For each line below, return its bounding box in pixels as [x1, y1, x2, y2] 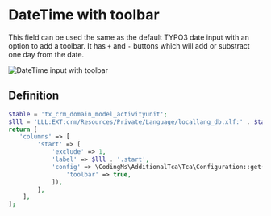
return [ [8, 125, 38, 133]
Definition [8, 89, 59, 103]
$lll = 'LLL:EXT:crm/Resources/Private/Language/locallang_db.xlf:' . [8, 117, 251, 126]
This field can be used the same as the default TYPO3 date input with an [8, 32, 250, 42]
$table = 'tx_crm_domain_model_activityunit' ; [8, 110, 168, 118]
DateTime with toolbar [8, 6, 160, 24]
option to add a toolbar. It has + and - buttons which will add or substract [8, 40, 250, 50]
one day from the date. [8, 49, 85, 59]
